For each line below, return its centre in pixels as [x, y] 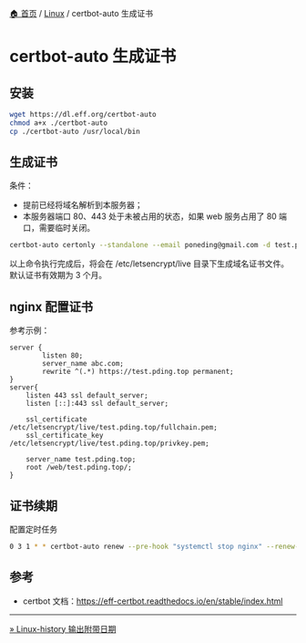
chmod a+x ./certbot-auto [58, 123]
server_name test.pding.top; [81, 460]
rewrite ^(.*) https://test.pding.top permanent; [138, 372]
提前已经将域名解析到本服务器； [82, 205]
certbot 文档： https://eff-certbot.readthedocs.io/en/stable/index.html [153, 601]
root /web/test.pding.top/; [79, 468]
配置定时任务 [33, 529]
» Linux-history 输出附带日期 [63, 628]
